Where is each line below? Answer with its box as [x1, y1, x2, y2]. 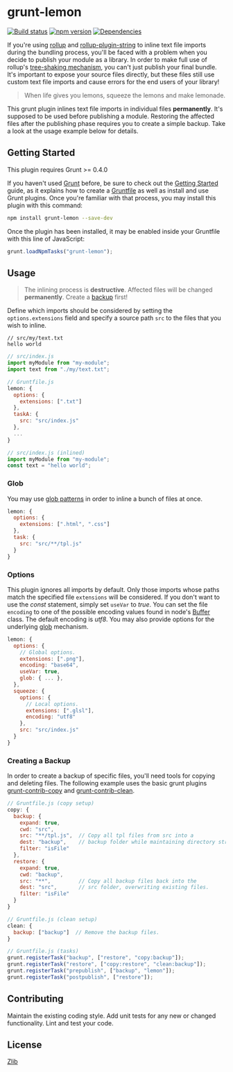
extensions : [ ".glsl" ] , [25, 707, 95, 714]
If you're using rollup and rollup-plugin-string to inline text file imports [7, 40, 207, 49]
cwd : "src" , [19, 826, 54, 833]
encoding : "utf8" [25, 714, 76, 721]
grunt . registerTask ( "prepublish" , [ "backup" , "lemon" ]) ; [7, 968, 175, 975]
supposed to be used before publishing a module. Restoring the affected [7, 112, 215, 120]
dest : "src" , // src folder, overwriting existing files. [19, 884, 209, 891]
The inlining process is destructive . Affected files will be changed [24, 286, 213, 294]
